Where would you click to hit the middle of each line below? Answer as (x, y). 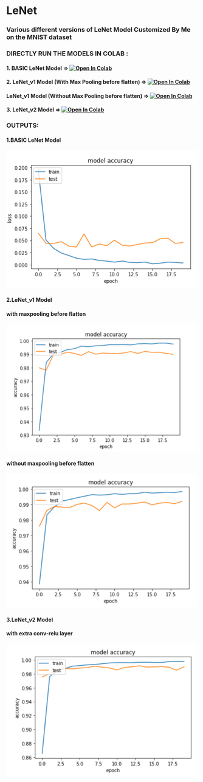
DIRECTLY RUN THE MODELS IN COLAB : (67, 54)
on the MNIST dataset (39, 37)
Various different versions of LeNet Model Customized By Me (98, 30)
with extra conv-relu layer (40, 634)
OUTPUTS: (23, 125)
